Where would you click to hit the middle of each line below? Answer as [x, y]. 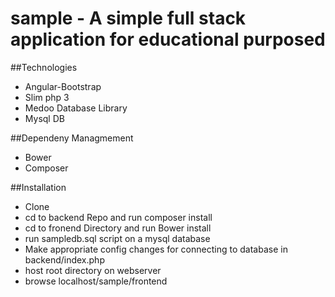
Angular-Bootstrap [63, 86]
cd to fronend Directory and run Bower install [118, 228]
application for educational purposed [168, 39]
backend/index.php [64, 259]
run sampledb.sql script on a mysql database [117, 238]
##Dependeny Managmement [72, 138]
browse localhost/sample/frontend [96, 281]
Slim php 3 [47, 97]
